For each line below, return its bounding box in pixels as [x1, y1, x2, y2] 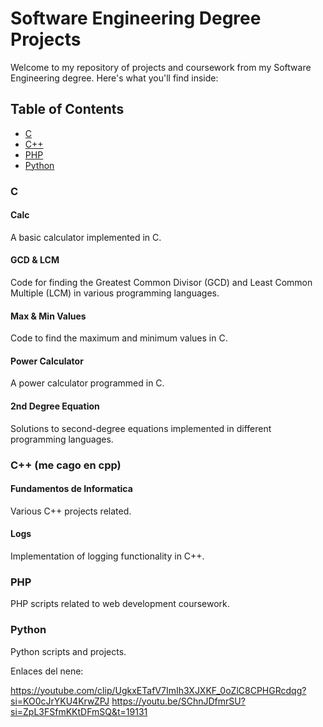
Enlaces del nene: [10, 665, 84, 677]
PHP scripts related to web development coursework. [10, 598, 230, 610]
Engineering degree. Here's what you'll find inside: [10, 72, 219, 84]
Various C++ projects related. [10, 505, 132, 517]
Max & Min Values [10, 310, 87, 322]
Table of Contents [10, 101, 125, 118]
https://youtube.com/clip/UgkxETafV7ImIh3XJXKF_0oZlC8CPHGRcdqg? [10, 684, 307, 696]
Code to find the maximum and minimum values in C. [10, 332, 228, 344]
